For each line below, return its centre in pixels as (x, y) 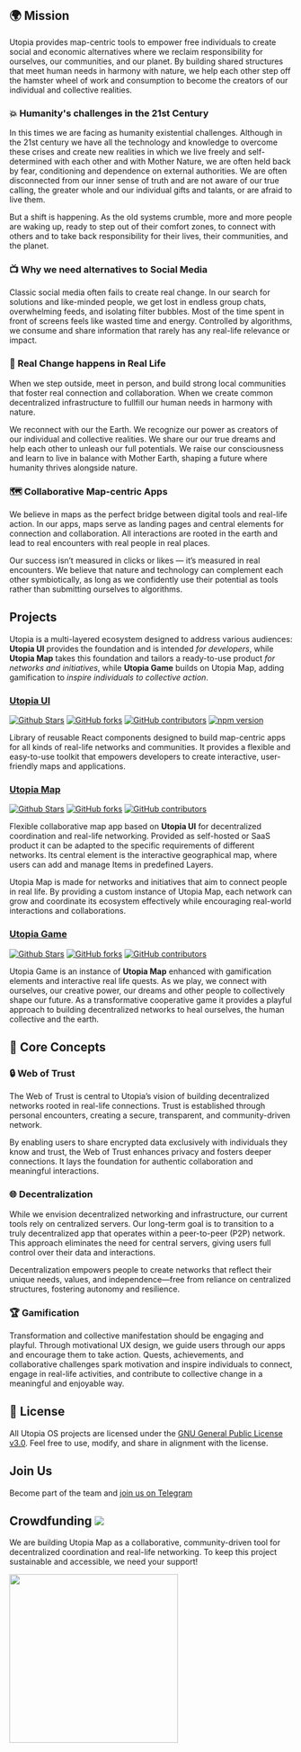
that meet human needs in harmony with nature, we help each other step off (150, 70)
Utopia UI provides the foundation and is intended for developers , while (142, 648)
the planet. (29, 246)
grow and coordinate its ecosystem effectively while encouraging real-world (150, 901)
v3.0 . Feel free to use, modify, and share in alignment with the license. (139, 1443)
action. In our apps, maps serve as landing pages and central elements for (147, 524)
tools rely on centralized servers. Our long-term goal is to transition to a (142, 1223)
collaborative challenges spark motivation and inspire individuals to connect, (151, 1364)
